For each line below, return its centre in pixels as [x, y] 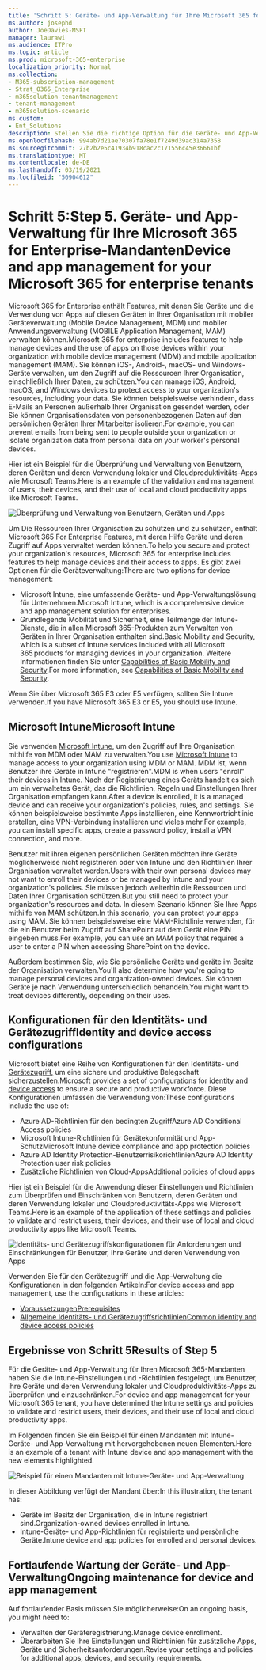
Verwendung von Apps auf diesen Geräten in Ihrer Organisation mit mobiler [131, 314]
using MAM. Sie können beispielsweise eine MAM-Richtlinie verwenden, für [132, 921]
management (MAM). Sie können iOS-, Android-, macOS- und [109, 364]
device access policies [57, 1326]
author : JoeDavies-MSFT [47, 30]
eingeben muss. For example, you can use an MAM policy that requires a [126, 938]
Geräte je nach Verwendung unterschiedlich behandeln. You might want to [129, 987]
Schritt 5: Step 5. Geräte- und [105, 216]
